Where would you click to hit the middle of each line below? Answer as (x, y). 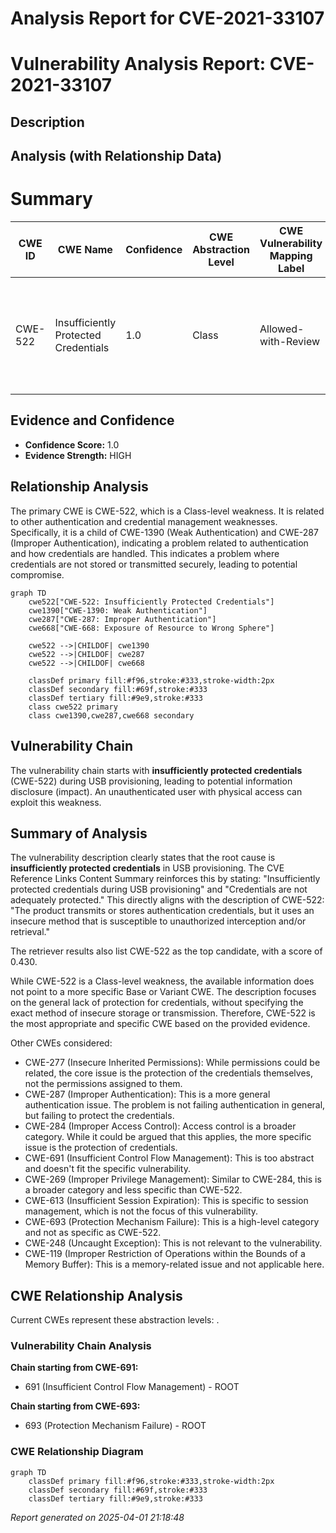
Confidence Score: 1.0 (72, 444)
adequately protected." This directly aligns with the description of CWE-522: (167, 900)
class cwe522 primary (73, 707)
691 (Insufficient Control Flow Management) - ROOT (132, 1387)
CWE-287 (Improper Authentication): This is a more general (147, 1094)
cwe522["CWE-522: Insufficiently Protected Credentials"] (151, 602)
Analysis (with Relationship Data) (116, 156)
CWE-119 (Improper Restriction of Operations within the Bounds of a (165, 1254)
